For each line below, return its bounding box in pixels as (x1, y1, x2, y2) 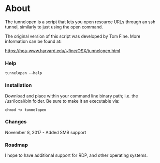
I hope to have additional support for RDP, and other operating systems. (5, 152, 148, 158)
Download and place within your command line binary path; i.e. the (5, 93, 138, 99)
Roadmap (5, 141, 28, 148)
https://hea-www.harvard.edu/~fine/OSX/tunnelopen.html (5, 48, 120, 54)
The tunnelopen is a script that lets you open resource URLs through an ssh (5, 19, 156, 25)
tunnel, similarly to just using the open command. (5, 24, 103, 29)
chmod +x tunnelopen (5, 107, 47, 112)
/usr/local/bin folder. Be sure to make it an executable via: (5, 98, 120, 104)
